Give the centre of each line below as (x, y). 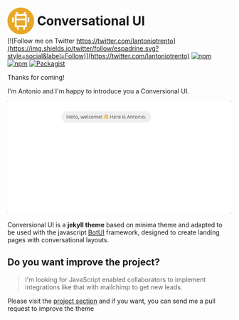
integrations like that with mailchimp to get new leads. (103, 287)
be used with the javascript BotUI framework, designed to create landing (113, 232)
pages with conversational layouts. (58, 239)
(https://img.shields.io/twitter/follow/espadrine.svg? (83, 48)
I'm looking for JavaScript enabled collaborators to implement (115, 279)
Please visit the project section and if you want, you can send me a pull (111, 301)
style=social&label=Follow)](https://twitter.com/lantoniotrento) (99, 56)
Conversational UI (91, 21)
